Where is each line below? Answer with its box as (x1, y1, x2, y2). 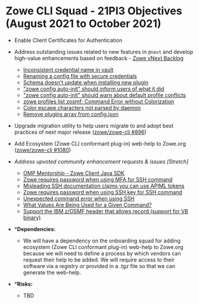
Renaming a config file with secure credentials (23, 72, 138, 79)
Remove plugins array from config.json (23, 110, 119, 118)
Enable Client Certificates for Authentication (14, 36, 123, 44)
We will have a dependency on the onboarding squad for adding (23, 237, 181, 244)
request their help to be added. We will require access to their (23, 256, 175, 263)
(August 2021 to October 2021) (5, 17, 161, 30)
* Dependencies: (14, 225, 56, 232)
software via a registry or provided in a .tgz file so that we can (23, 262, 176, 269)
